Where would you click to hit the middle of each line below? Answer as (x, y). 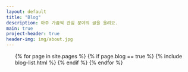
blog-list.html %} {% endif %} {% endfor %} (69, 62)
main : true (20, 28)
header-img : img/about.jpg (40, 39)
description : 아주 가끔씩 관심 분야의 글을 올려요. (62, 23)
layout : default (26, 12)
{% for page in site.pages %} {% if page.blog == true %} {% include (98, 56)
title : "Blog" (24, 17)
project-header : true (33, 34)
